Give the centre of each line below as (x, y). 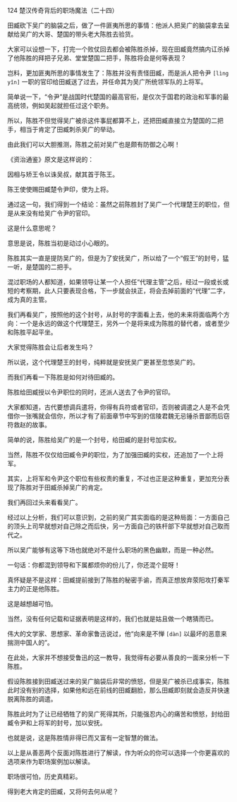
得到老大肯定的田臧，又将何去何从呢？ (63, 791)
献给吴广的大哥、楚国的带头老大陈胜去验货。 (72, 34)
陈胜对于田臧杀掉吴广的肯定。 (63, 487)
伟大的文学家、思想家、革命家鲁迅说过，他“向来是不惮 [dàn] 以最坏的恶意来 (117, 634)
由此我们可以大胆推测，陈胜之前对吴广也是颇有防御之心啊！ (94, 144)
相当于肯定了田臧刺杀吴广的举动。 (69, 129)
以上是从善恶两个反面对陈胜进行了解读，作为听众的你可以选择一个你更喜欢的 (119, 753)
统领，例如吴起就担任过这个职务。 (63, 105)
